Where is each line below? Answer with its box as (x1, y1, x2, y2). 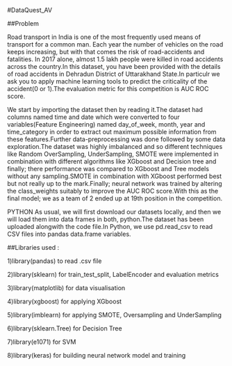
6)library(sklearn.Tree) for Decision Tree (7, 324, 123, 333)
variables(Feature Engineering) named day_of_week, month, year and (7, 120, 206, 128)
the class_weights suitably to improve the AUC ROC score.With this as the (7, 187, 219, 195)
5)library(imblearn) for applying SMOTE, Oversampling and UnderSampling (7, 311, 222, 319)
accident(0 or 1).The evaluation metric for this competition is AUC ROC (7, 85, 209, 93)
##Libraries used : (7, 244, 60, 251)
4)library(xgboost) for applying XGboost (7, 297, 122, 305)
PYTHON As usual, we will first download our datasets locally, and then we (7, 208, 222, 216)
